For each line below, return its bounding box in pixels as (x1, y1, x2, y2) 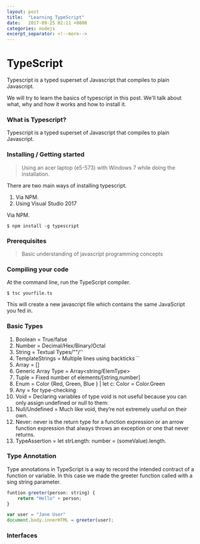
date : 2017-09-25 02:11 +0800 (7, 20, 87, 26)
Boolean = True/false (15, 336, 67, 343)
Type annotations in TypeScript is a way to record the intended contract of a (7, 465, 195, 472)
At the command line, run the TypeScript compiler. (7, 279, 131, 286)
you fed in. (7, 307, 33, 314)
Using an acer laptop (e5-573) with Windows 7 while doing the (21, 164, 176, 171)
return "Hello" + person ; (17, 495, 82, 502)
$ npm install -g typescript (7, 223, 79, 229)
